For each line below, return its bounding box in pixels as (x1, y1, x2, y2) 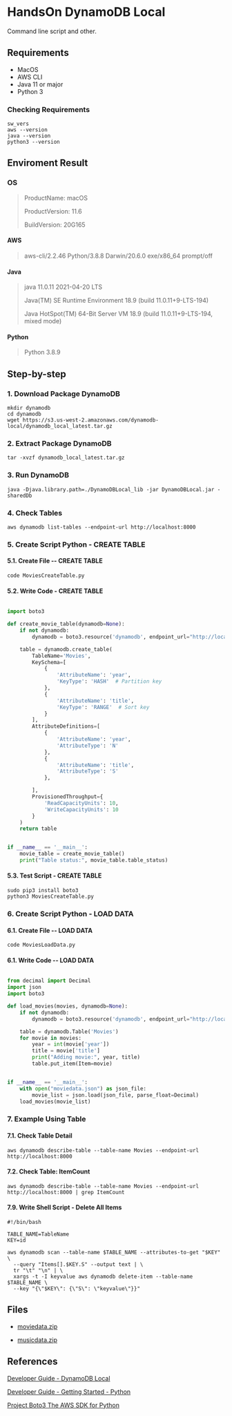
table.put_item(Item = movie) (32, 1060, 113, 1068)
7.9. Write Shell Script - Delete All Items (7, 1203, 122, 1211)
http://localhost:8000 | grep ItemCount (7, 1189, 126, 1196)
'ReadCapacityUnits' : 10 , (43, 800, 119, 806)
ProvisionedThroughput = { (32, 793, 104, 800)
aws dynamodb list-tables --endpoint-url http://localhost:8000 (7, 523, 196, 531)
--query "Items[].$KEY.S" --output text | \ (13, 1261, 144, 1268)
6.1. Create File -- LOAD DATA (7, 926, 93, 934)
